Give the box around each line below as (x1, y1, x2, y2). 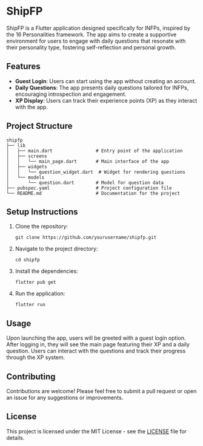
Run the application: (15, 290, 65, 297)
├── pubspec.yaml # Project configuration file (6, 185, 172, 191)
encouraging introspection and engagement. (15, 90, 127, 98)
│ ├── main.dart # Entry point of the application (6, 148, 183, 154)
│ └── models (6, 174, 45, 180)
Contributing (6, 371, 56, 382)
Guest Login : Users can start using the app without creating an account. (15, 77, 196, 84)
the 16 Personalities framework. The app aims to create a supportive (6, 30, 177, 38)
